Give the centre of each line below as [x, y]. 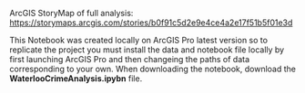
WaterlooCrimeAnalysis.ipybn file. [76, 79]
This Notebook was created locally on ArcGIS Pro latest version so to [139, 40]
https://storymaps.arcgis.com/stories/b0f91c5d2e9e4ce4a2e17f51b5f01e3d [151, 23]
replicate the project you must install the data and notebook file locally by [147, 50]
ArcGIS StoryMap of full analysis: [71, 13]
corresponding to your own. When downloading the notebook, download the [152, 69]
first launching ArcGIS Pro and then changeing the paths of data [130, 59]
